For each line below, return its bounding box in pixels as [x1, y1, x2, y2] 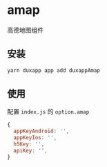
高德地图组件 [7, 26, 43, 34]
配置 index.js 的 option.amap [7, 107, 90, 116]
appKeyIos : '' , [13, 134, 57, 141]
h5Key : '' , [13, 141, 45, 148]
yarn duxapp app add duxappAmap [7, 67, 100, 74]
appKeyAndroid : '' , [13, 128, 70, 135]
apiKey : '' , [13, 147, 48, 154]
